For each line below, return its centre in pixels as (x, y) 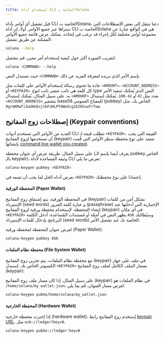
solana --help (20, 48)
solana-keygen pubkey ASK (32, 238)
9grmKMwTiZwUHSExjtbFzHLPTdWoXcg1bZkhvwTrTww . (53, 106)
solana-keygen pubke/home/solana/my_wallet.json (56, 295)
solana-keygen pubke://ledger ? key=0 (43, 331)
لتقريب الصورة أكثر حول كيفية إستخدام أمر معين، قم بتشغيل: (61, 57)
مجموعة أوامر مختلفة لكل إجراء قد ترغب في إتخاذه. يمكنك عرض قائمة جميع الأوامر (81, 34)
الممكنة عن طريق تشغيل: (29, 39)
